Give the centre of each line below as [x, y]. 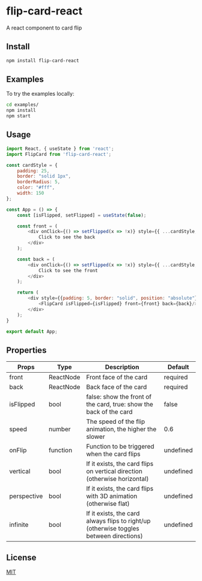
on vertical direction [114, 471]
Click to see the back [67, 237]
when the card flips [113, 454]
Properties [26, 350]
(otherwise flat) [108, 504]
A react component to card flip [44, 28]
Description [122, 367]
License [21, 557]
